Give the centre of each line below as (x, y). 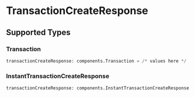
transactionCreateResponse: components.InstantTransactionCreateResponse (98, 88)
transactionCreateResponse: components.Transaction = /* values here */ (96, 61)
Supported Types (39, 32)
